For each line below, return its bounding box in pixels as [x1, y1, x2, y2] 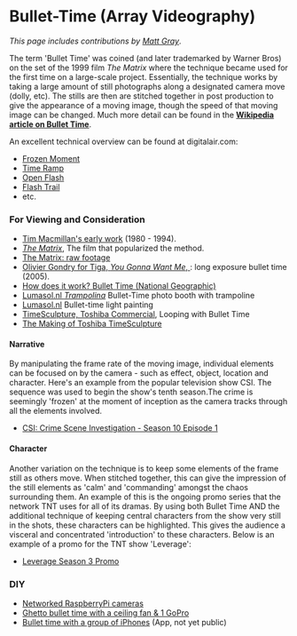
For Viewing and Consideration [9, 213, 146, 226]
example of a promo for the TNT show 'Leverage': [9, 538, 192, 549]
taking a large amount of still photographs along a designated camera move [9, 81, 285, 91]
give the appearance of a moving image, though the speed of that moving [9, 99, 278, 110]
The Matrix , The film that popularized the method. [21, 242, 205, 254]
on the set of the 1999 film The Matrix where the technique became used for [9, 62, 288, 73]
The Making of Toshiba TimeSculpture [21, 318, 162, 330]
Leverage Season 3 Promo [21, 555, 120, 566]
